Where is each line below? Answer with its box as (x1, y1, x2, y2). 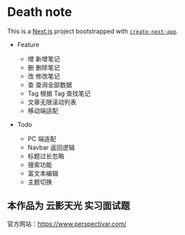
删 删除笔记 (27, 63, 60, 71)
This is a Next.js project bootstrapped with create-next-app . (7, 27, 179, 35)
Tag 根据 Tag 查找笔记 (27, 89, 91, 97)
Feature (17, 40, 39, 48)
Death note (7, 4, 73, 20)
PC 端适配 (27, 134, 57, 142)
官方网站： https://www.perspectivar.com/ (7, 219, 127, 228)
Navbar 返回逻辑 (27, 143, 75, 151)
